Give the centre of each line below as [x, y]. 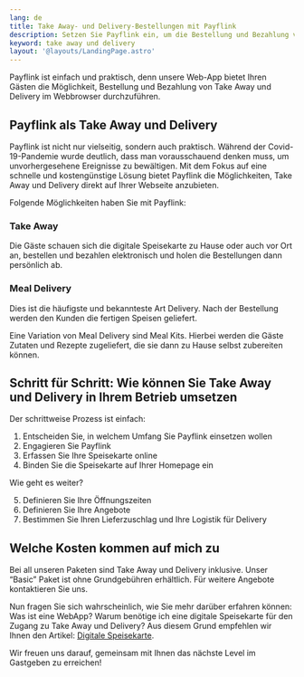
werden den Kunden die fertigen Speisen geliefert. [103, 318]
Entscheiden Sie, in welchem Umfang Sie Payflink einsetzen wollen [147, 436]
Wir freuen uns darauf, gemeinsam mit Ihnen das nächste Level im [133, 653]
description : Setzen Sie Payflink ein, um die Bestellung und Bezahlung [149, 34]
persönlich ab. [36, 265]
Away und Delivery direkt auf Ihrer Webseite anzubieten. [114, 185]
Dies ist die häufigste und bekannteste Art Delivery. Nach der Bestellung [144, 308]
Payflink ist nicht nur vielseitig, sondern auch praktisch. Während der [138, 147]
